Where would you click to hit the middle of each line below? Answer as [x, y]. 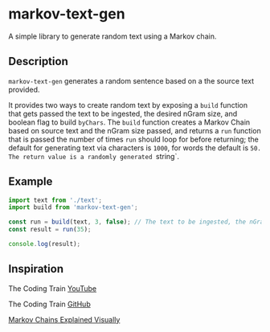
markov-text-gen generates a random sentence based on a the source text [131, 80]
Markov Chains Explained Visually [64, 319]
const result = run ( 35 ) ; [50, 230]
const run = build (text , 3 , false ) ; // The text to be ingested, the [127, 222]
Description [38, 61]
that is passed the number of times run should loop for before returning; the [133, 139]
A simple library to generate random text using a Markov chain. [112, 36]
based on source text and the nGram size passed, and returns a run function [135, 130]
